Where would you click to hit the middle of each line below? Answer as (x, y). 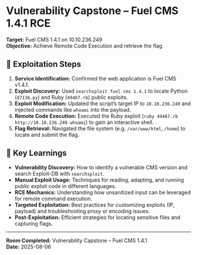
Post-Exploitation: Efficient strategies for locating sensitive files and (97, 217)
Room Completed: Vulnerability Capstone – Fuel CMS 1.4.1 (77, 240)
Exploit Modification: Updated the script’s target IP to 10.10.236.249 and (103, 103)
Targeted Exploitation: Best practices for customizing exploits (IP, (94, 204)
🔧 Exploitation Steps (44, 64)
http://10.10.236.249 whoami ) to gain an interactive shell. (84, 122)
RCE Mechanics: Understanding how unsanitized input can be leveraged (103, 192)
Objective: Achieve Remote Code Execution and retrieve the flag (84, 46)
